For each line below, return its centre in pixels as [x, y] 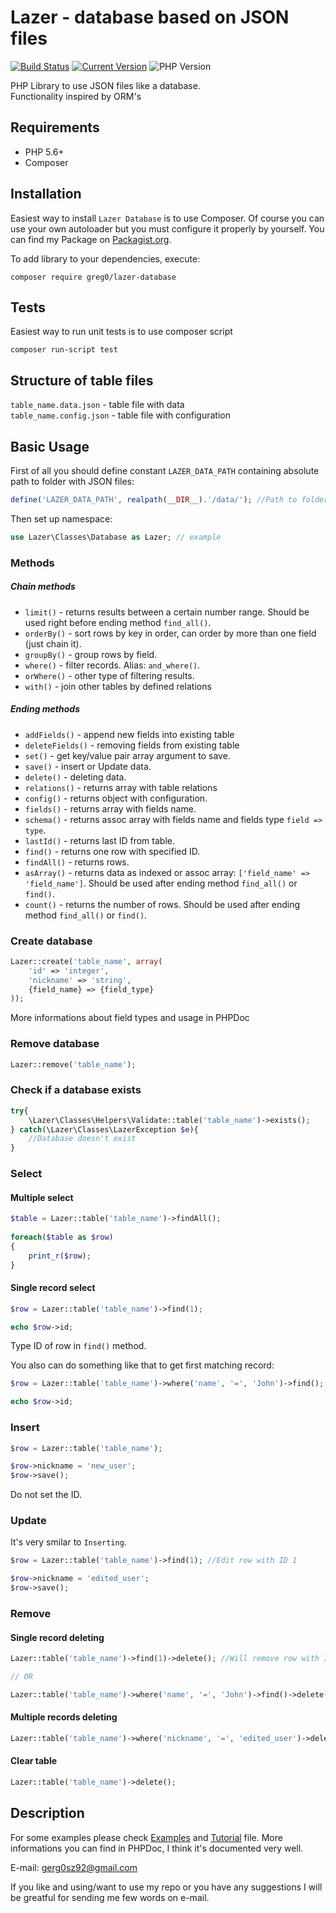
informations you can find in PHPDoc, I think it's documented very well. [157, 1848]
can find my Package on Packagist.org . [91, 239]
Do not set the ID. [46, 1495]
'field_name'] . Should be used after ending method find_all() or [161, 883]
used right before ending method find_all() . [118, 622]
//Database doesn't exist [82, 1139]
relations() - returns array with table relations [121, 787]
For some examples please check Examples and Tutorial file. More [146, 1837]
